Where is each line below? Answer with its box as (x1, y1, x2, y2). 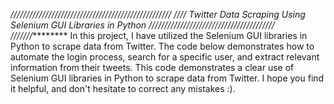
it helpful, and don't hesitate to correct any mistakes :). (10, 83, 236, 94)
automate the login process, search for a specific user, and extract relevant (10, 51, 320, 63)
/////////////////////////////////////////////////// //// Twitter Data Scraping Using (10, 9, 306, 20)
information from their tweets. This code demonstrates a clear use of (10, 62, 295, 73)
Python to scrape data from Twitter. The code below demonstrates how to (10, 40, 315, 52)
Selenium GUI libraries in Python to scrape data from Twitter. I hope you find (10, 72, 325, 84)
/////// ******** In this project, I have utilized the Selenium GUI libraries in (10, 30, 308, 41)
